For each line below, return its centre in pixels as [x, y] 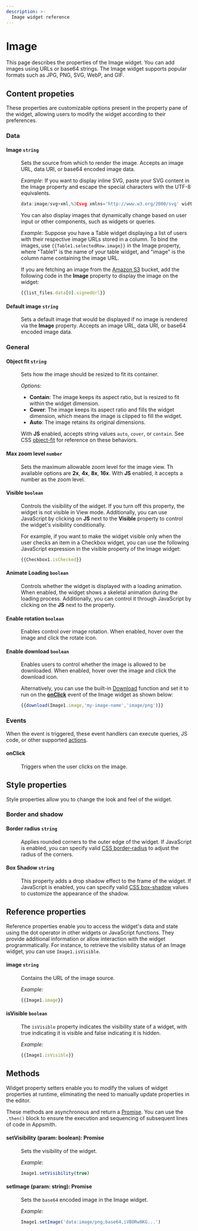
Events [16, 721]
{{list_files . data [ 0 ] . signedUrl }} [63, 293]
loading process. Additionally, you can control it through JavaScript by [106, 598]
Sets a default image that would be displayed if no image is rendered [104, 319]
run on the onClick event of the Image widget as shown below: [97, 695]
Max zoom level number [34, 454]
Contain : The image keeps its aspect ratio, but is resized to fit [104, 397]
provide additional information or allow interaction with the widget [86, 939]
